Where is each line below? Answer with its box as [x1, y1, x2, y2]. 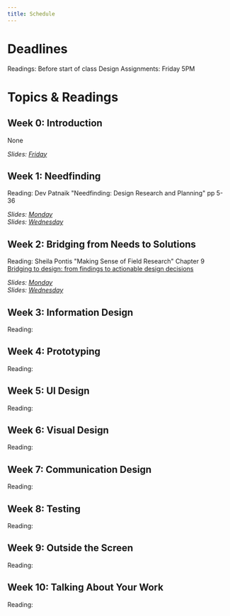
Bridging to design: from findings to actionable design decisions [7, 265, 194, 273]
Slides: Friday [7, 149, 47, 158]
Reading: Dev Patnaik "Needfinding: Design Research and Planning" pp [7, 189, 215, 198]
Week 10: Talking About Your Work [7, 581, 164, 593]
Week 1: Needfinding [7, 170, 101, 182]
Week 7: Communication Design [7, 463, 152, 475]
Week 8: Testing [7, 503, 81, 515]
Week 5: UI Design [7, 385, 90, 397]
